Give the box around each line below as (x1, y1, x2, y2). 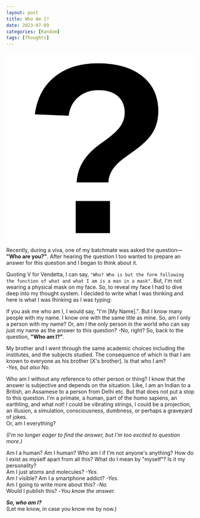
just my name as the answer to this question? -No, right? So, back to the (6, 327, 184, 334)
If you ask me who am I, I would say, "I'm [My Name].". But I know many (6, 308, 183, 315)
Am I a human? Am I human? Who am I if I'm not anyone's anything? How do (6, 449, 194, 456)
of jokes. (6, 413, 28, 421)
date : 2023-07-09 (6, 22, 50, 28)
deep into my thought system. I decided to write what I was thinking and (6, 290, 184, 297)
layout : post (6, 10, 39, 16)
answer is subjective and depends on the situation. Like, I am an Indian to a (6, 382, 191, 389)
